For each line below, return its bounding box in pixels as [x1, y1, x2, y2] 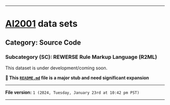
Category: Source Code [5, 38, 81, 47]
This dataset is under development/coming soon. [5, 64, 108, 71]
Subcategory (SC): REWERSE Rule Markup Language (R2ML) [5, 53, 157, 60]
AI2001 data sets [5, 18, 78, 29]
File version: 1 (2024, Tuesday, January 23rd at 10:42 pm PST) [5, 89, 140, 95]
